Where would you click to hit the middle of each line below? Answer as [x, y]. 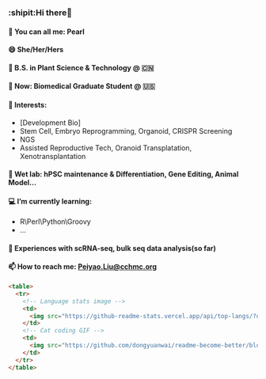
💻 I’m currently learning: [50, 201]
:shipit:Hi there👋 [40, 13]
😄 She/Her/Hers [36, 50]
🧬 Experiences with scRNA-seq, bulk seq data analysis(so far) [112, 248]
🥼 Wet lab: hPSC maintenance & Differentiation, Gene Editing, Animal [123, 174]
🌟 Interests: [28, 104]
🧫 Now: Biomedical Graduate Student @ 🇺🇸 [82, 86]
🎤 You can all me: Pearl [46, 32]
